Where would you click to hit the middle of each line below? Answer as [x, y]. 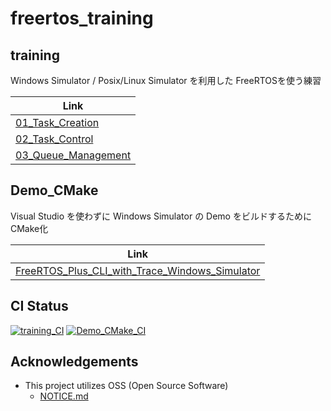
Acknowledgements [74, 362]
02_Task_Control [54, 139]
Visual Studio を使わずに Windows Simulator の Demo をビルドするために [161, 216]
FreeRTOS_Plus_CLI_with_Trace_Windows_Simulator [138, 270]
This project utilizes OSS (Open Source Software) [126, 386]
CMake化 [29, 228]
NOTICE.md [64, 396]
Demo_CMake [54, 190]
